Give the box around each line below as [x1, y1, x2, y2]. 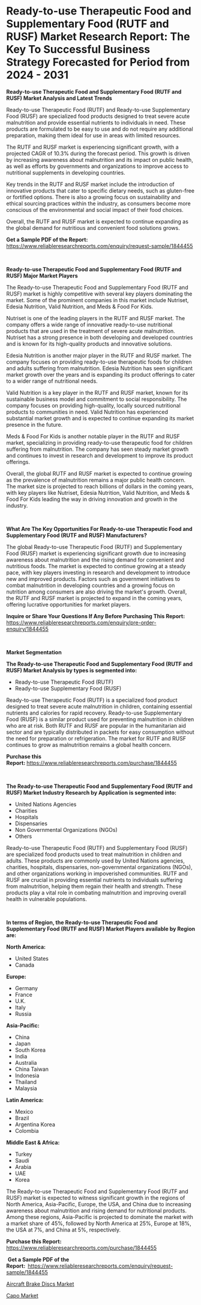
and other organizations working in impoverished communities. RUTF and [6, 870, 188, 877]
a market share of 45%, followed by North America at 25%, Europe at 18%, [6, 1220, 192, 1227]
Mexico [14, 1108, 34, 1115]
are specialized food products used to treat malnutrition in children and [6, 851, 182, 858]
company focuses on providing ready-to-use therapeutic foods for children [6, 358, 192, 365]
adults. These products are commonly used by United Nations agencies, [6, 857, 185, 864]
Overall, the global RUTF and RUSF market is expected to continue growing [6, 470, 192, 477]
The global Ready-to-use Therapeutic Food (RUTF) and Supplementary [6, 543, 182, 550]
